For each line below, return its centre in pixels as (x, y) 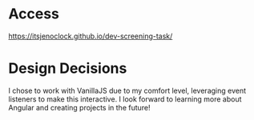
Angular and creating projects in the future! (79, 107)
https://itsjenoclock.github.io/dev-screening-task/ (91, 36)
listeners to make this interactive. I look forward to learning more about (125, 99)
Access (34, 14)
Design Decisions (68, 68)
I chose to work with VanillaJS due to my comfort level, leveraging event (127, 90)
